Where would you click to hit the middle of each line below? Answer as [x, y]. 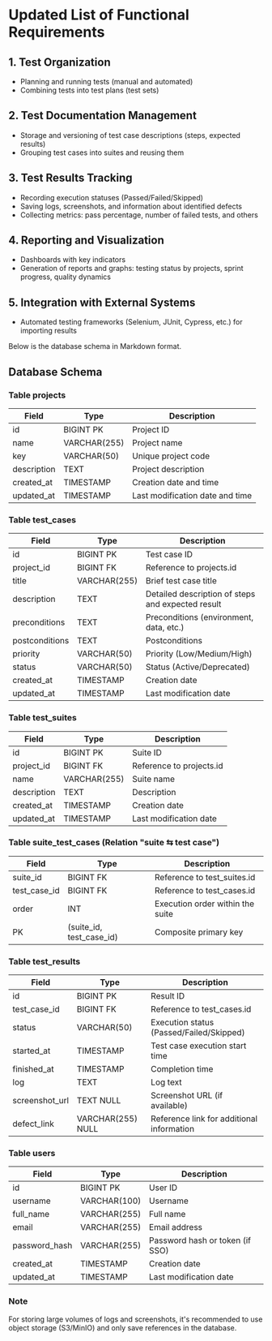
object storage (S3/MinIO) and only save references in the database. [123, 1327]
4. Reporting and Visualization [86, 241]
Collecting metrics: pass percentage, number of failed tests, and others [139, 215]
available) [169, 1106]
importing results [48, 331]
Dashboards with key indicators [73, 260]
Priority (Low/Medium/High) [199, 654]
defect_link [34, 1124]
